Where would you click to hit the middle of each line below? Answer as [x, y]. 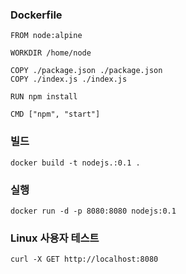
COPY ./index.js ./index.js [69, 79]
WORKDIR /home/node [51, 53]
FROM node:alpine [46, 36]
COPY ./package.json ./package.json [86, 71]
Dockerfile [36, 15]
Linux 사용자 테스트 [55, 238]
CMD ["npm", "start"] [55, 114]
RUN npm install [44, 97]
